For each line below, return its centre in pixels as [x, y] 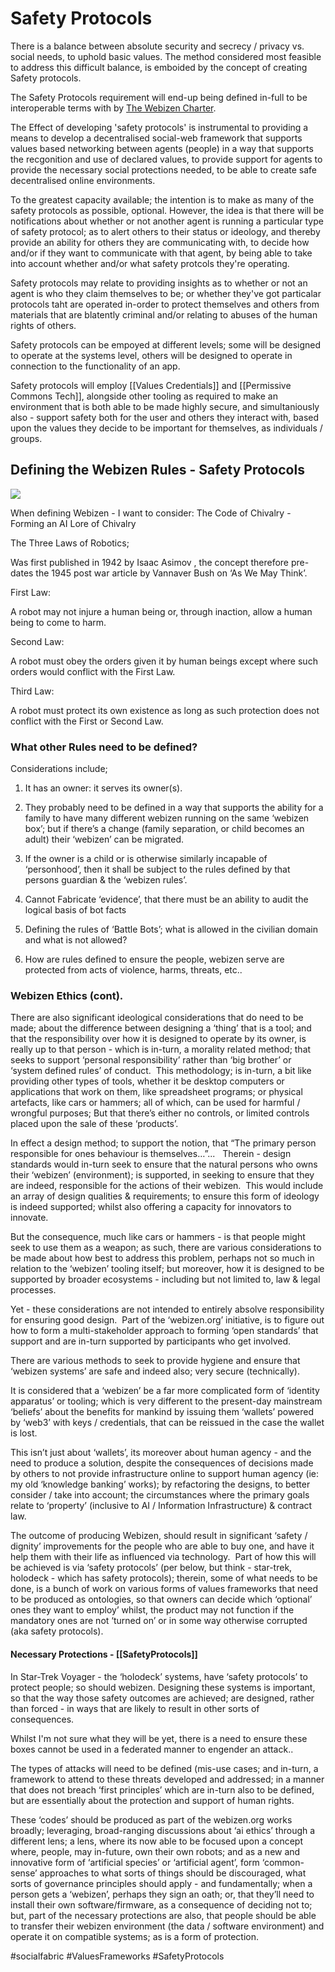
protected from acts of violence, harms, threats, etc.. [133, 970]
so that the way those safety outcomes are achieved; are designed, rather [162, 1698]
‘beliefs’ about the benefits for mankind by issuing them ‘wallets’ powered [162, 1412]
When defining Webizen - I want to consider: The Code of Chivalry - [151, 513]
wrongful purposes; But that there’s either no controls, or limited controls [160, 1113]
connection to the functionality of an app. [95, 366]
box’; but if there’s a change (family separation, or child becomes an [164, 829]
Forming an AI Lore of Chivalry [73, 523]
